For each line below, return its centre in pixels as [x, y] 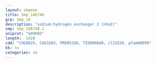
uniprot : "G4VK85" [25, 34]
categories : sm [21, 52]
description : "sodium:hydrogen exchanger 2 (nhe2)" [61, 24]
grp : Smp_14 [18, 19]
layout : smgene [21, 10]
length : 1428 [20, 39]
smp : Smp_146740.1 [25, 29]
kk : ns [12, 48]
